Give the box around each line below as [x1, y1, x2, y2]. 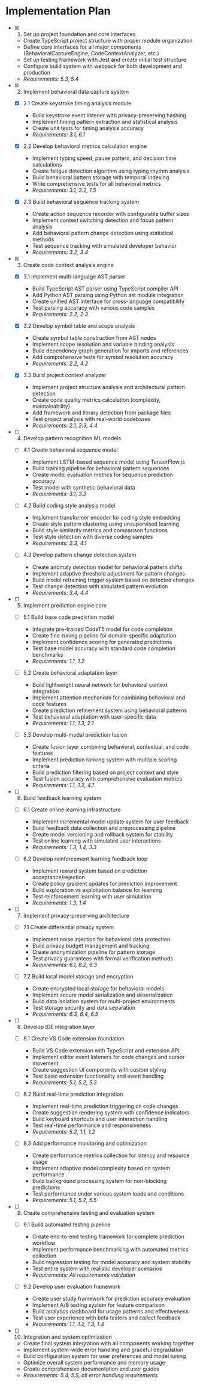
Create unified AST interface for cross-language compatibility [32, 298, 185, 305]
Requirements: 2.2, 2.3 [32, 311, 88, 318]
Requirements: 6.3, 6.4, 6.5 [32, 1010, 99, 1018]
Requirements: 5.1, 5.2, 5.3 [32, 1079, 97, 1086]
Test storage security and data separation [32, 1004, 136, 1011]
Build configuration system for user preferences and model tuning [23, 1353, 186, 1360]
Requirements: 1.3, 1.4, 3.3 [32, 843, 97, 850]
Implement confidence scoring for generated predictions [32, 638, 172, 645]
